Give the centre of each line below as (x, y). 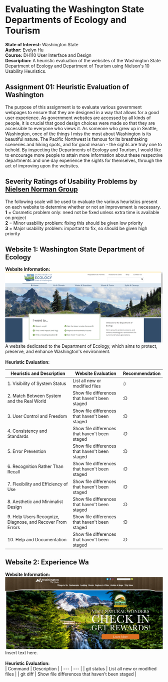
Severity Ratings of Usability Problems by (71, 182)
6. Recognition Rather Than (35, 466)
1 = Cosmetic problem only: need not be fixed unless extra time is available (82, 212)
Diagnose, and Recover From (37, 522)
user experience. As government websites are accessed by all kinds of (78, 118)
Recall (13, 471)
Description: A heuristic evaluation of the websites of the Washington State (83, 60)
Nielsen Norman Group (42, 189)
